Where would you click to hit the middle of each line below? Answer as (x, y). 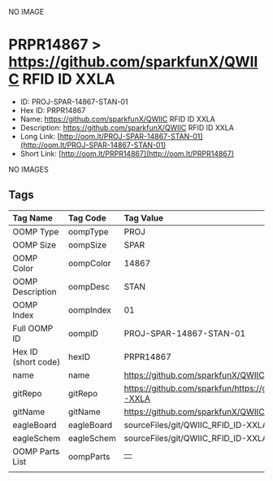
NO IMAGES (28, 169)
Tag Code (87, 217)
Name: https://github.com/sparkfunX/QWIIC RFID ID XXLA (117, 119)
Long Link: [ (40, 136)
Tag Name (32, 217)
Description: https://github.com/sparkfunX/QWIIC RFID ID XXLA (127, 127)
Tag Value (144, 217)
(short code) (37, 361)
